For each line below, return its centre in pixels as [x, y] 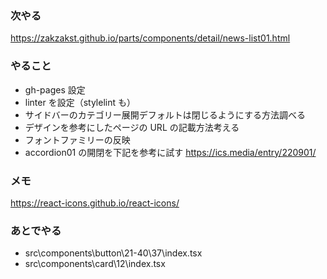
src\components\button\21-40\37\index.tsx [113, 253]
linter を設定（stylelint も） [80, 102]
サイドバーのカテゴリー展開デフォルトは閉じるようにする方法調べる [165, 114]
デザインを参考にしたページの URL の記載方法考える [132, 127]
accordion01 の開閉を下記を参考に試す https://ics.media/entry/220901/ [170, 152]
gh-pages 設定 [55, 89]
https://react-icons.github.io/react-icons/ [95, 203]
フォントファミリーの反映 [77, 139]
